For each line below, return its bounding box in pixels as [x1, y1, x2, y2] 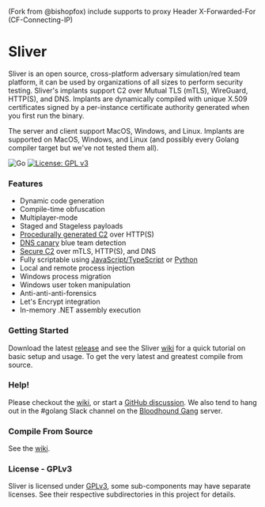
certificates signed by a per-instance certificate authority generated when [8, 102, 250, 112]
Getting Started [8, 325, 69, 336]
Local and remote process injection [19, 263, 135, 273]
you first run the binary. [8, 111, 85, 120]
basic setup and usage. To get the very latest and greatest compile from [8, 351, 244, 361]
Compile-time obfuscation [19, 205, 105, 214]
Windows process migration [19, 272, 112, 282]
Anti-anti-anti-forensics [19, 289, 97, 298]
